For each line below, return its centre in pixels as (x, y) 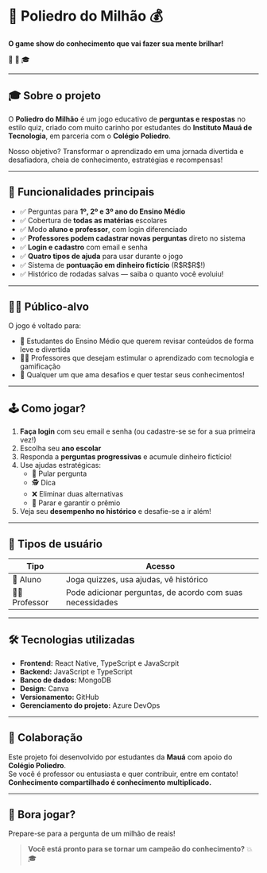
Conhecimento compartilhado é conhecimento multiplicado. (110, 782)
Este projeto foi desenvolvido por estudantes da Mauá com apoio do (120, 757)
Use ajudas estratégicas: (60, 465)
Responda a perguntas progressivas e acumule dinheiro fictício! (126, 457)
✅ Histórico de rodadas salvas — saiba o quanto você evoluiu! (122, 274)
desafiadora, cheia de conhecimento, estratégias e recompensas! (116, 160)
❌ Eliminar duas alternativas (77, 494)
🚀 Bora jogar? (42, 815)
